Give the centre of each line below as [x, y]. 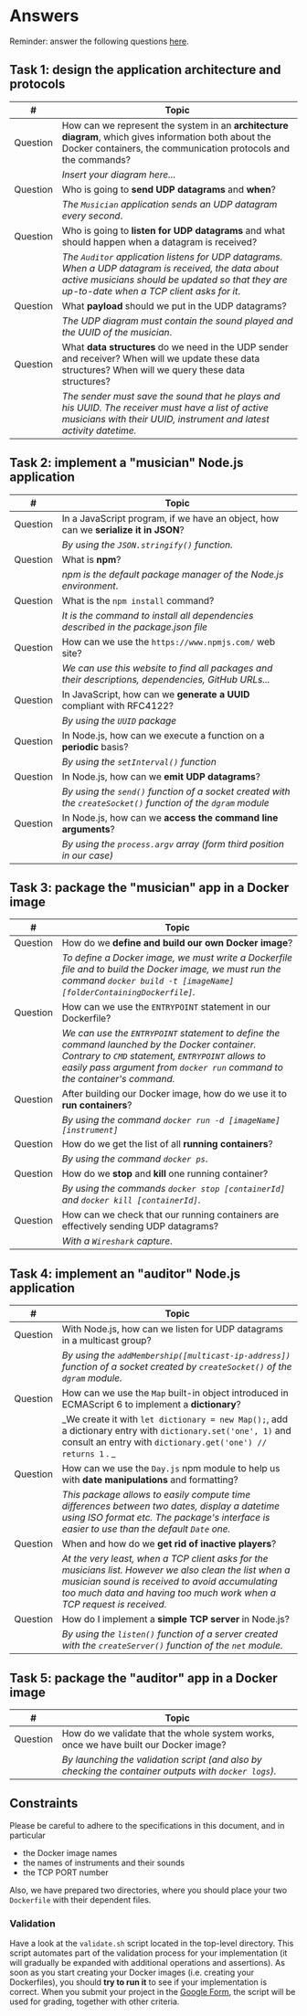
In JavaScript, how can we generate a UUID [156, 694]
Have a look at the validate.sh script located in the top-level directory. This [152, 1944]
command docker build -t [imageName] [148, 981]
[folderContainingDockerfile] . [129, 992]
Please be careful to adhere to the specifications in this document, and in [147, 1825]
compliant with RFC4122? [117, 706]
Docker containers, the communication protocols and [176, 148]
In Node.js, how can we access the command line [170, 817]
